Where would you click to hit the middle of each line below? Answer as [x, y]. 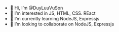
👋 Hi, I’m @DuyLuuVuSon [36, 8]
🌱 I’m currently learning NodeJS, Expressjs [55, 19]
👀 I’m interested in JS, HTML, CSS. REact [53, 13]
